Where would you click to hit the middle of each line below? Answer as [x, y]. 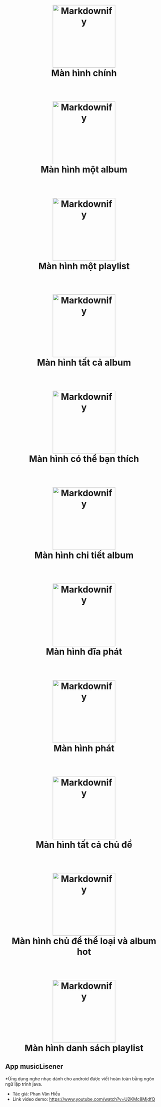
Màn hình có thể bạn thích [84, 459]
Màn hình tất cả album [84, 362]
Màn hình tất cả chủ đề [84, 845]
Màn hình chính [84, 73]
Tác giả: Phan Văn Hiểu [36, 1093]
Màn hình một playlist [84, 266]
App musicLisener [34, 1067]
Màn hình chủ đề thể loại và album [84, 941]
